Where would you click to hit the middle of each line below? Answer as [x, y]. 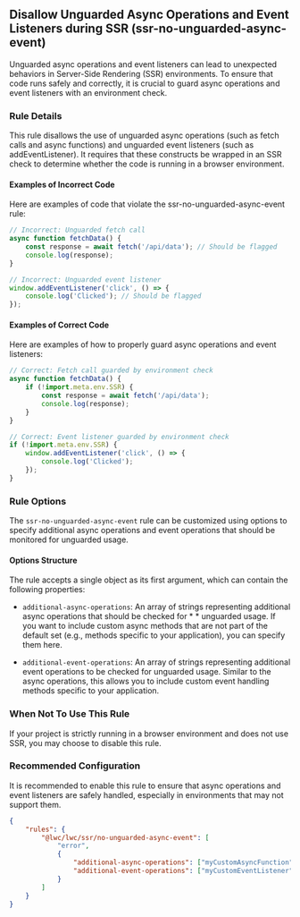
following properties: [47, 590]
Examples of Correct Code [59, 325]
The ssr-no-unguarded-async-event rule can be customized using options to [148, 521]
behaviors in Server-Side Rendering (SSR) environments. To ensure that [142, 73]
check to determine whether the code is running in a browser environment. [147, 164]
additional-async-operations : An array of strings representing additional [156, 607]
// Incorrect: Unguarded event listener [86, 280]
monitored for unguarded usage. [69, 539]
